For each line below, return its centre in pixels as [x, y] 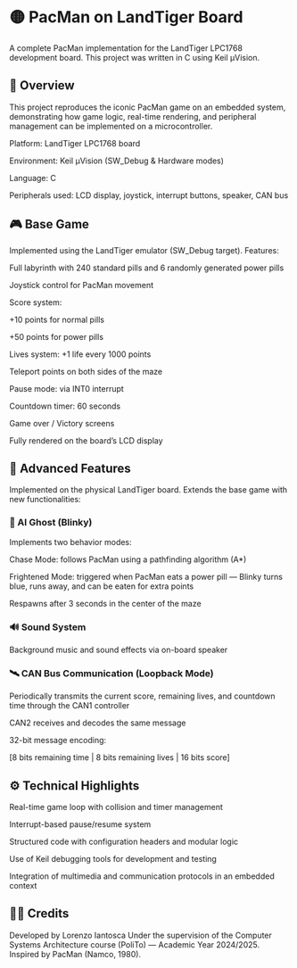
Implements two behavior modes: [70, 542]
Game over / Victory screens [62, 423]
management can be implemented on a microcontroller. [111, 126]
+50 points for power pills [57, 336]
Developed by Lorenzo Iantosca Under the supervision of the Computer [140, 935]
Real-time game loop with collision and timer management [116, 807]
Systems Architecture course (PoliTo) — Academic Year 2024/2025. [135, 944]
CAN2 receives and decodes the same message [98, 723]
